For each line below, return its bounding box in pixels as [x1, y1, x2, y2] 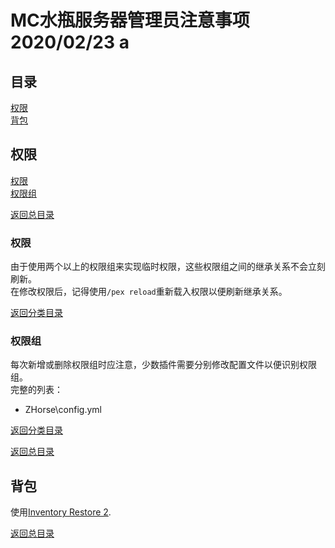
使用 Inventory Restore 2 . [10, 506, 112, 518]
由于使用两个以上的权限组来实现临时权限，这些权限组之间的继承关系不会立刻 [10, 261, 326, 273]
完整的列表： [10, 384, 63, 396]
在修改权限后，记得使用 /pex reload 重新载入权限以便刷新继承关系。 [10, 286, 288, 298]
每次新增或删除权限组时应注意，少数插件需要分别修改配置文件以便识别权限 [10, 359, 317, 371]
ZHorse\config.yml [24, 404, 102, 416]
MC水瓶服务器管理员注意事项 [10, 9, 250, 32]
